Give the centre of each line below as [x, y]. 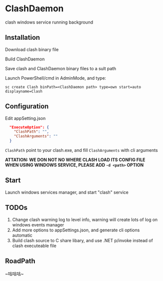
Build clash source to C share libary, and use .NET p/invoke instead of [82, 240]
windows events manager [38, 225]
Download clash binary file [32, 49]
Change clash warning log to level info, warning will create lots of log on [85, 220]
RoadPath [20, 261]
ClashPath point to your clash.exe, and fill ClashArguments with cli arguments [81, 150]
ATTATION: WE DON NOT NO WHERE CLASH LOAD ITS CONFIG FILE [75, 160]
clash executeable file [34, 246]
